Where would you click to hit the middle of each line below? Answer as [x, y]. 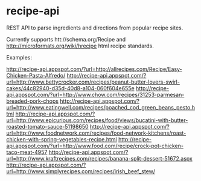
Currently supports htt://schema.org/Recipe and [66, 39]
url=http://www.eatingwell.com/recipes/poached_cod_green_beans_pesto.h [101, 107]
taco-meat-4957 [27, 152]
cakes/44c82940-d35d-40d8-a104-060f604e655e [70, 88]
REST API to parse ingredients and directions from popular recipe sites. [95, 28]
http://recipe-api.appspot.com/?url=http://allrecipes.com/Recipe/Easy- [94, 69]
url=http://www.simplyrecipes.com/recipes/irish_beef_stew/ [81, 171]
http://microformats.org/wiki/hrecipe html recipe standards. [80, 46]
